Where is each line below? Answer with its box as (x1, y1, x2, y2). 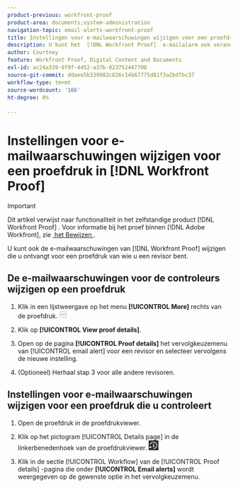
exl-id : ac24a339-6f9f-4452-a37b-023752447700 (7, 64, 147, 71)
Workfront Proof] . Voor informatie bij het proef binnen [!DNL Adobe (7, 223, 205, 232)
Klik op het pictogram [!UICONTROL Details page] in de (17, 432, 179, 440)
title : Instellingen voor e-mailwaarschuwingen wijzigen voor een (7, 34, 208, 41)
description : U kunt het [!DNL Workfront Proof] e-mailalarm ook (7, 41, 211, 49)
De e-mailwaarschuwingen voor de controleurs (7, 272, 220, 284)
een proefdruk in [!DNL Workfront (7, 163, 209, 179)
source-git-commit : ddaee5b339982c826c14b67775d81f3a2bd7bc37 (7, 71, 195, 78)
